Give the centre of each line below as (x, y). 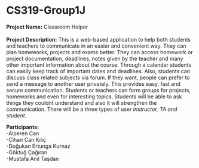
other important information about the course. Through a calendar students (99, 65)
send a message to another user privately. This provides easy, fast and (94, 83)
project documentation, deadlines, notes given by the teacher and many (95, 58)
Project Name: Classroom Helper (47, 27)
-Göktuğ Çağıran (27, 152)
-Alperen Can (23, 133)
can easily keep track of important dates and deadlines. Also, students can (98, 71)
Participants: (23, 127)
